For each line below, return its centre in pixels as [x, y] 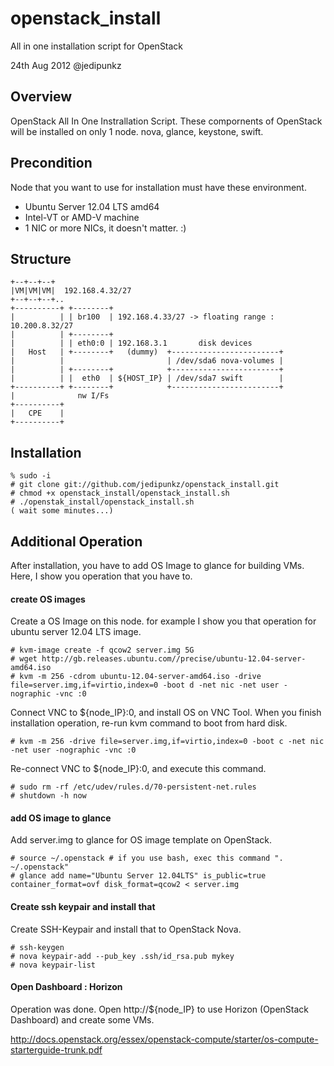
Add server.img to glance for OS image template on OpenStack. [141, 840]
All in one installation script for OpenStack [97, 46]
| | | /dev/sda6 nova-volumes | [147, 361]
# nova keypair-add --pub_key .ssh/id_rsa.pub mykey [122, 956]
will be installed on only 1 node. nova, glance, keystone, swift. [137, 131]
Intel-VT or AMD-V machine [82, 217]
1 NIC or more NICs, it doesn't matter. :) [105, 228]
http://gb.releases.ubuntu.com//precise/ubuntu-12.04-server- [174, 659]
